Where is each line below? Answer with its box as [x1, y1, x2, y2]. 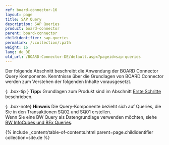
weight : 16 [5, 45, 28, 50]
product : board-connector [5, 26, 60, 31]
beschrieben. [5, 94, 33, 100]
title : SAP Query [5, 17, 42, 22]
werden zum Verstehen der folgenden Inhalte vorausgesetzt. [5, 79, 132, 85]
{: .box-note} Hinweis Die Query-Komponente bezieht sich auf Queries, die [5, 104, 161, 110]
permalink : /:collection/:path [5, 40, 71, 45]
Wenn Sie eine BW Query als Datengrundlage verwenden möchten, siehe [5, 114, 157, 120]
